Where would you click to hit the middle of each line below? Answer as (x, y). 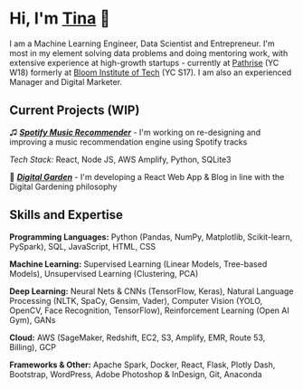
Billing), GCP (33, 346)
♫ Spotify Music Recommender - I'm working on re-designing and (135, 132)
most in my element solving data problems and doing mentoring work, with (149, 52)
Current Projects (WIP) (75, 111)
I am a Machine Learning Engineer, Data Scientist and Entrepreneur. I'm (142, 43)
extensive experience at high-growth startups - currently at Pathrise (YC (144, 62)
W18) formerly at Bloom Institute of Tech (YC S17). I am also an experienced (151, 72)
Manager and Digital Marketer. (66, 81)
